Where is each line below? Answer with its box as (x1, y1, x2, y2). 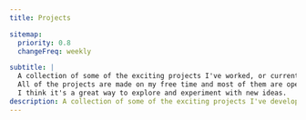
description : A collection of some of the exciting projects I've (9, 96, 267, 105)
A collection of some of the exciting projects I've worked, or (17, 72, 267, 81)
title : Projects (9, 13, 71, 23)
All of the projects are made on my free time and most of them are (17, 80, 283, 89)
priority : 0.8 (17, 38, 71, 47)
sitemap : (9, 29, 43, 39)
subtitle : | (9, 63, 55, 73)
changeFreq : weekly (17, 46, 92, 55)
